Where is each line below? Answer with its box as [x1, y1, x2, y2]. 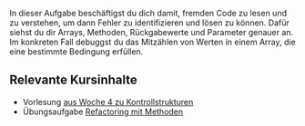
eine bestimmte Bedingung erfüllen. [9, 46, 144, 57]
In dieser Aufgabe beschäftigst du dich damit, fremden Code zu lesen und [9, 8, 287, 18]
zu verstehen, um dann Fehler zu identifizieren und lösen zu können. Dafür [9, 17, 290, 28]
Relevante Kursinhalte [9, 73, 138, 88]
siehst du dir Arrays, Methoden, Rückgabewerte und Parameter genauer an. [9, 27, 294, 37]
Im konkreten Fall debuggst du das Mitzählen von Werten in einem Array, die [9, 36, 296, 47]
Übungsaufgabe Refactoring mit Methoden [22, 106, 184, 117]
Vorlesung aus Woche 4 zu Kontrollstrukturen [22, 96, 194, 107]
